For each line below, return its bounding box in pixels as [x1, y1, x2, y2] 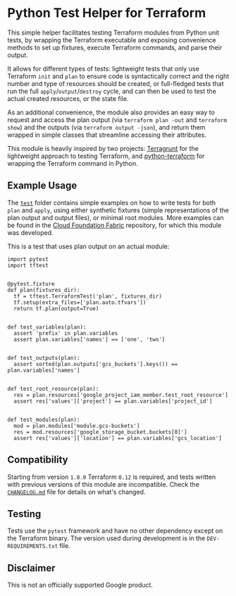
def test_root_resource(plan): [7, 385, 99, 392]
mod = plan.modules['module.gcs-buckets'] [13, 422, 140, 430]
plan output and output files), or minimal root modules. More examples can [7, 213, 224, 221]
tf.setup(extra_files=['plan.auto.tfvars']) [13, 298, 147, 306]
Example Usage [7, 180, 77, 192]
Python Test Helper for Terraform [7, 5, 206, 21]
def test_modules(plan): [7, 416, 80, 423]
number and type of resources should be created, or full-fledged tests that [7, 79, 224, 87]
